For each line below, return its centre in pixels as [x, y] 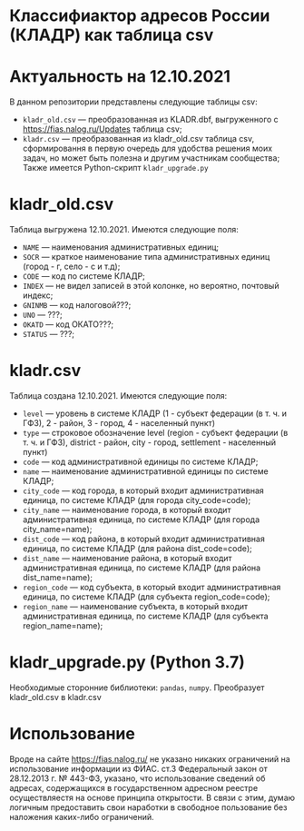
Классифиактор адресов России [140, 16]
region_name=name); [63, 626]
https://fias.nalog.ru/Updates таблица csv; [102, 129]
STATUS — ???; [49, 334]
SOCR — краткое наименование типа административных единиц [146, 257]
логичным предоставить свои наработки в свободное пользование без [148, 807]
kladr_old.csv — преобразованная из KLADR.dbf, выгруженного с [150, 120]
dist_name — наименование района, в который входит [127, 558]
